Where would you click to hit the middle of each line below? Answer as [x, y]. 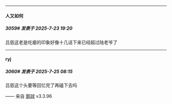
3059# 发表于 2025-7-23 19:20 [39, 28]
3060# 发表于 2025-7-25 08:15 [39, 71]
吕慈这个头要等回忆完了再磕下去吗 [41, 86]
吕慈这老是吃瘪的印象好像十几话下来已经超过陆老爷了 [61, 42]
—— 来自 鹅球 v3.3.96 [29, 96]
